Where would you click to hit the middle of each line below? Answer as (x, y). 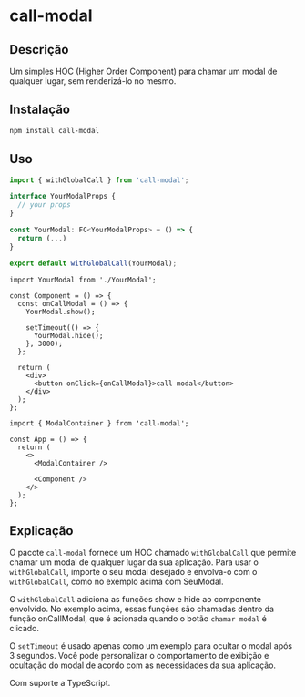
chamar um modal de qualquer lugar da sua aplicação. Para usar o (134, 562)
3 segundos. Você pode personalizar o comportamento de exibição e (139, 656)
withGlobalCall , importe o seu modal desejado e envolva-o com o (133, 572)
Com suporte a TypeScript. (60, 683)
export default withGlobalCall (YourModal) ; (93, 263)
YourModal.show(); (61, 312)
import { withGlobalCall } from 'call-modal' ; (99, 180)
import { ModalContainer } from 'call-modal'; (99, 423)
